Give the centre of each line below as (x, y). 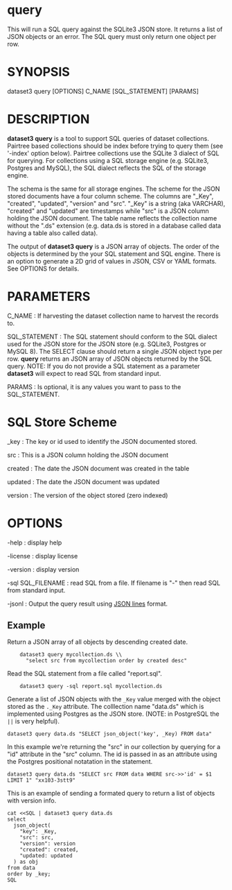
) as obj (26, 862)
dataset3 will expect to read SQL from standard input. (84, 373)
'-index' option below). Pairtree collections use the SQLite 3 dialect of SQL (113, 153)
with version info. (32, 801)
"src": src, (37, 838)
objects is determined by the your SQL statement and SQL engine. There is (114, 254)
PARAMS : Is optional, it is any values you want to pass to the (94, 386)
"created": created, (49, 850)
